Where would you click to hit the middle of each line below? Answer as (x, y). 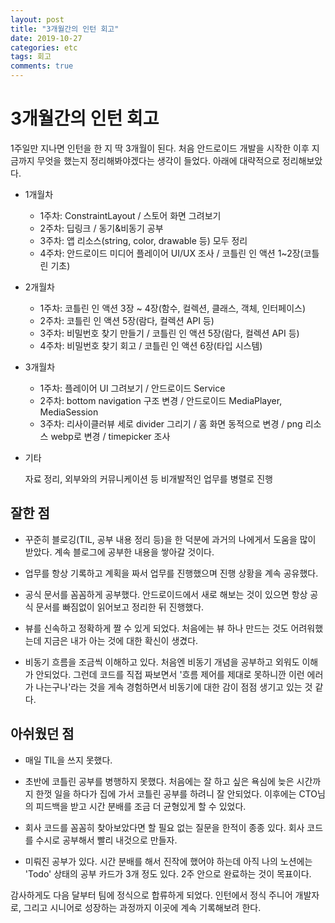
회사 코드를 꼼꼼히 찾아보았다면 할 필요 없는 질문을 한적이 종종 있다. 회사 (164, 827)
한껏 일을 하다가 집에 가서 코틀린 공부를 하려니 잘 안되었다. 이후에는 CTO (176, 793)
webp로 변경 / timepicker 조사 (110, 436)
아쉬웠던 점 (42, 734)
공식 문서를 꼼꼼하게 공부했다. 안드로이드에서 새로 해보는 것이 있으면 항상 (166, 594)
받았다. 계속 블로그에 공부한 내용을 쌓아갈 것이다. (119, 552)
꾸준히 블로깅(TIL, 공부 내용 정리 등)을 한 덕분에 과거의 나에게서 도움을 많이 (170, 539)
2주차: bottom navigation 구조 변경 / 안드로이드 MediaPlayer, (161, 400)
